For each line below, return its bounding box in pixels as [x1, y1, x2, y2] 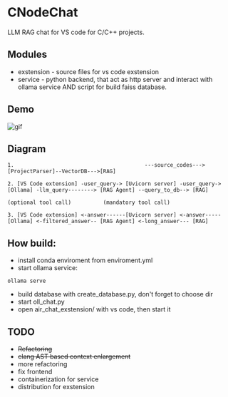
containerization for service [17, 375, 99, 383]
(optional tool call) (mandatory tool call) [7, 199, 171, 207]
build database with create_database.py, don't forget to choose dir [17, 290, 214, 299]
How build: [7, 237, 57, 249]
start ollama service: [17, 264, 78, 272]
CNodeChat [7, 4, 78, 21]
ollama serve [7, 277, 46, 285]
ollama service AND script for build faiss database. [17, 83, 167, 91]
